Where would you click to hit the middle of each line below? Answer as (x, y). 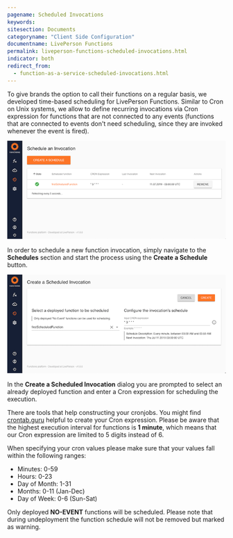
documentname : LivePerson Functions (60, 44)
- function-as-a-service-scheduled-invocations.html (91, 73)
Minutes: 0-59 (37, 468)
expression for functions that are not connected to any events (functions (111, 116)
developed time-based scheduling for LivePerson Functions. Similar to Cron (115, 101)
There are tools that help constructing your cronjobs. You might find (104, 412)
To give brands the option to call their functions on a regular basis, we (107, 94)
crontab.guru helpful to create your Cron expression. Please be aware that (113, 420)
